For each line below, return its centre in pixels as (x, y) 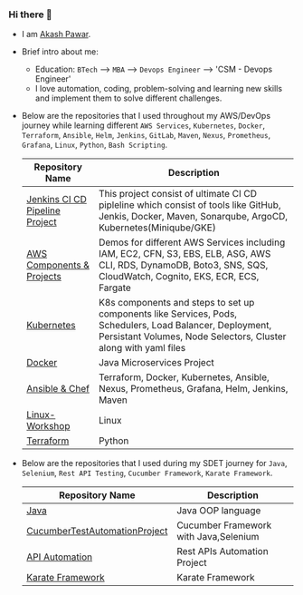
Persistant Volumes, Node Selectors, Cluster (192, 337)
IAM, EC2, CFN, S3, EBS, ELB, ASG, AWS (185, 254)
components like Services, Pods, (167, 314)
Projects (44, 277)
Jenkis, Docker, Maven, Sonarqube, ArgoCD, (193, 217)
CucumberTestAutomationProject (97, 532)
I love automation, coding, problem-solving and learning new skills (158, 89)
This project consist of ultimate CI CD (177, 194)
